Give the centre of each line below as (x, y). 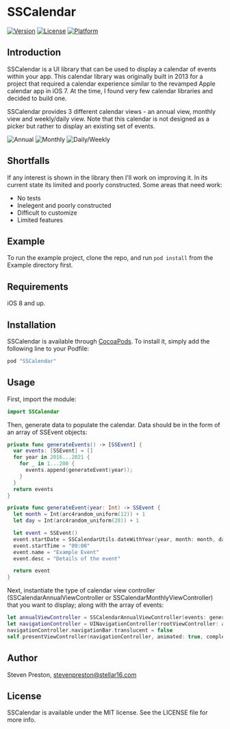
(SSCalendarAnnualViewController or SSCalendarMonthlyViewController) (110, 598)
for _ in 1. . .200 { (47, 464)
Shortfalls (28, 161)
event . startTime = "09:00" (52, 546)
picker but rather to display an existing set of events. (81, 126)
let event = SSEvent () (46, 533)
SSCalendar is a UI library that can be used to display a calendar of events (112, 69)
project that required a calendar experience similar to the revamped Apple (111, 84)
